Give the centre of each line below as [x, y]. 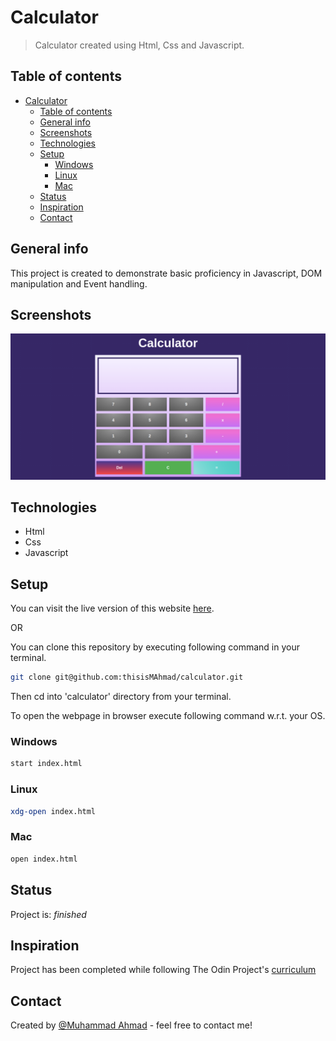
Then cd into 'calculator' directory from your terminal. [121, 697]
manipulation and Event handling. [79, 283]
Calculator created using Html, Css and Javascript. [139, 45]
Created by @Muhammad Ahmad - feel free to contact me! [131, 1025]
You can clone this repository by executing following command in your [155, 647]
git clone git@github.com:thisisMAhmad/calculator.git [127, 677]
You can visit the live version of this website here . [112, 608]
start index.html [46, 764]
